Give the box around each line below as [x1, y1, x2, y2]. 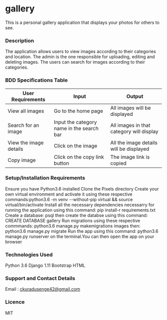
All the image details [110, 139, 158, 146]
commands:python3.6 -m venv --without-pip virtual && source [5, 196, 133, 202]
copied [110, 160, 127, 167]
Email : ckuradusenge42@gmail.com [5, 286, 81, 292]
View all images [7, 107, 44, 114]
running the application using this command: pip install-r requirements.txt [5, 207, 156, 213]
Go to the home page [54, 107, 103, 114]
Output [126, 93, 144, 100]
